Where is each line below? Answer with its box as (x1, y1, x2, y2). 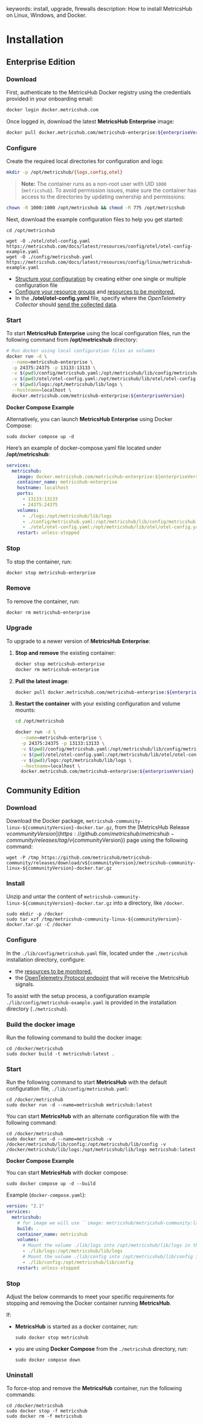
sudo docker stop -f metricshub (6, 1408, 88, 1414)
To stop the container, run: (6, 558, 72, 565)
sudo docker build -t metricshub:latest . (6, 1051, 115, 1057)
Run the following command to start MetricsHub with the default (6, 1078, 167, 1086)
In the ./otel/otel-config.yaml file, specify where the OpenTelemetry (14, 294, 186, 301)
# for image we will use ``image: (17, 1219, 104, 1226)
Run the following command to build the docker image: (6, 1034, 143, 1041)
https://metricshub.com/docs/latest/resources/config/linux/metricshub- (6, 259, 193, 265)
